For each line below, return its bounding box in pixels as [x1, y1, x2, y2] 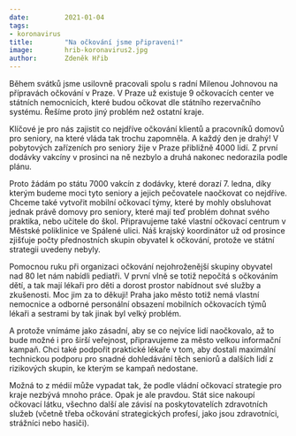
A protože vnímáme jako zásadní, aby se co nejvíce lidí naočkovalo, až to [9, 325, 275, 336]
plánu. [9, 161, 33, 172]
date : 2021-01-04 [9, 12, 104, 22]
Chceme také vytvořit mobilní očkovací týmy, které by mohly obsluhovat [9, 197, 271, 208]
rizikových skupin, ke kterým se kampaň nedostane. [9, 363, 199, 373]
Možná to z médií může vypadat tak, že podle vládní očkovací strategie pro [9, 380, 283, 390]
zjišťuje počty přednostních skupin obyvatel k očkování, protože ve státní [9, 235, 275, 245]
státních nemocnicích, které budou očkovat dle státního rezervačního [9, 97, 262, 107]
